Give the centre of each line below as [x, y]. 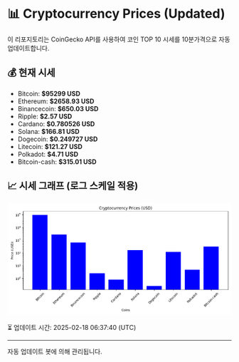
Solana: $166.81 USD [48, 131]
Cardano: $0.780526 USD [56, 124]
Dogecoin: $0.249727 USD [58, 139]
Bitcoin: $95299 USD [49, 93]
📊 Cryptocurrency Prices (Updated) [116, 14]
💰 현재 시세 [31, 73]
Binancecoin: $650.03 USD [58, 108]
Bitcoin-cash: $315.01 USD [57, 162]
